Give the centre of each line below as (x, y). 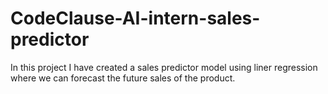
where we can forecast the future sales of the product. (123, 78)
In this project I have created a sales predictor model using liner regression (164, 67)
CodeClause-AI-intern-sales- (135, 18)
